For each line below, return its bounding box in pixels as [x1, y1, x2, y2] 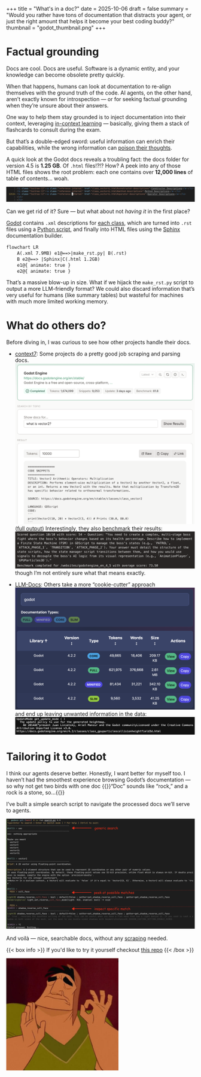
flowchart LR [6, 245, 39, 251]
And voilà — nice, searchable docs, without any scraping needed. [6, 935, 168, 942]
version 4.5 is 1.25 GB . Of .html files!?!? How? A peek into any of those [6, 162, 181, 169]
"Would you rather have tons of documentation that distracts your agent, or [6, 11, 191, 19]
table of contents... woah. [6, 175, 69, 182]
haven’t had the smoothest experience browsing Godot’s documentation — [6, 776, 191, 783]
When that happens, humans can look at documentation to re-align [6, 83, 172, 90]
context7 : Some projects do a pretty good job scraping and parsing [14, 350, 181, 358]
